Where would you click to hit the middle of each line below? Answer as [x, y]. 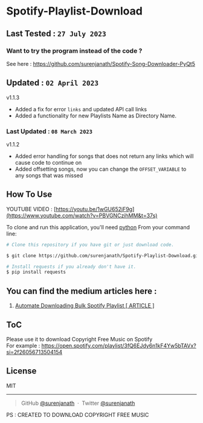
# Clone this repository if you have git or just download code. [90, 244]
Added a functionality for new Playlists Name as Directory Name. [96, 116]
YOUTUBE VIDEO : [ [31, 209]
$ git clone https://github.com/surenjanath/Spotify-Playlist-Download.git [104, 255]
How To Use [29, 195]
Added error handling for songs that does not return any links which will [104, 156]
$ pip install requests [36, 272]
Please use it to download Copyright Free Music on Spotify [79, 339]
